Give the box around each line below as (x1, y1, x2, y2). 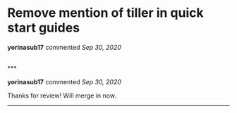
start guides (7, 20, 80, 36)
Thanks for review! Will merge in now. (7, 91, 116, 100)
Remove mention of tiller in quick (7, 5, 204, 21)
